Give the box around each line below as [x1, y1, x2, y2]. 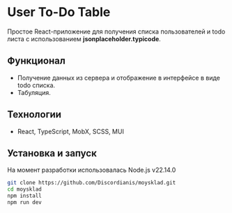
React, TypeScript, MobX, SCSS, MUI [17, 127, 124, 135]
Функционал [7, 55, 66, 67]
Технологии [7, 109, 61, 121]
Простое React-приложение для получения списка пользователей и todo [7, 27, 226, 36]
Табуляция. [17, 88, 51, 96]
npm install [7, 193, 42, 200]
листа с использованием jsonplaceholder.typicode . [7, 34, 162, 43]
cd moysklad [7, 186, 42, 193]
